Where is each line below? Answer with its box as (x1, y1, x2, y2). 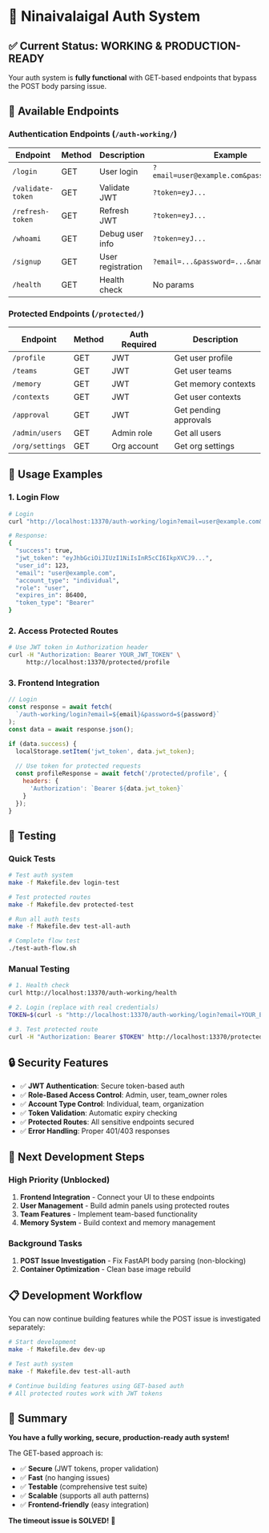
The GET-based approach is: (8, 1448, 103, 1458)
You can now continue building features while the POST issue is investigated (8, 1314, 261, 1324)
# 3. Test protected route (8, 1025, 98, 1033)
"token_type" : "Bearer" (15, 599, 94, 607)
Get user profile (174, 352, 233, 363)
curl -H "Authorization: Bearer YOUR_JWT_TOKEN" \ (8, 651, 181, 660)
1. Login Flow (8, 492, 60, 503)
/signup (12, 256, 42, 266)
